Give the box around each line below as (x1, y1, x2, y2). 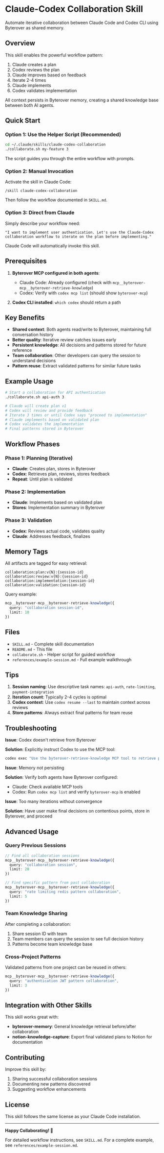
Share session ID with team (12, 931, 67, 937)
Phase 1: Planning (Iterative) (5, 455, 73, 461)
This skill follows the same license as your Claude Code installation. (5, 1113, 141, 1120)
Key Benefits (5, 313, 45, 322)
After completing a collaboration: (5, 921, 71, 927)
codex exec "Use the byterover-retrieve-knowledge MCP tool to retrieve (5, 756, 156, 761)
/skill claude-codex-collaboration (5, 189, 78, 193)
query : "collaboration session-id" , (9, 605, 84, 610)
